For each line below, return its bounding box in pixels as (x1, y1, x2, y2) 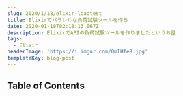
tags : (7, 36, 23, 43)
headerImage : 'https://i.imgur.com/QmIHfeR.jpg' (7, 49, 148, 56)
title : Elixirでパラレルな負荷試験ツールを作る (7, 16, 128, 23)
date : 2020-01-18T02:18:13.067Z (7, 23, 99, 29)
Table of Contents (7, 80, 85, 92)
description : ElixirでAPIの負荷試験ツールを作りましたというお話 (7, 29, 176, 36)
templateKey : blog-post (7, 55, 75, 62)
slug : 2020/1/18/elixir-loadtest (7, 10, 102, 17)
